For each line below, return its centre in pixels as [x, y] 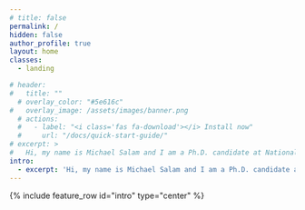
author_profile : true [50, 43]
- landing [36, 69]
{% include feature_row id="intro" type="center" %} [107, 195]
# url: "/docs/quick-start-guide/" [93, 136]
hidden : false [36, 35]
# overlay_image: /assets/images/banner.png [99, 110]
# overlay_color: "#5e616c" [71, 102]
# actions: [38, 119]
